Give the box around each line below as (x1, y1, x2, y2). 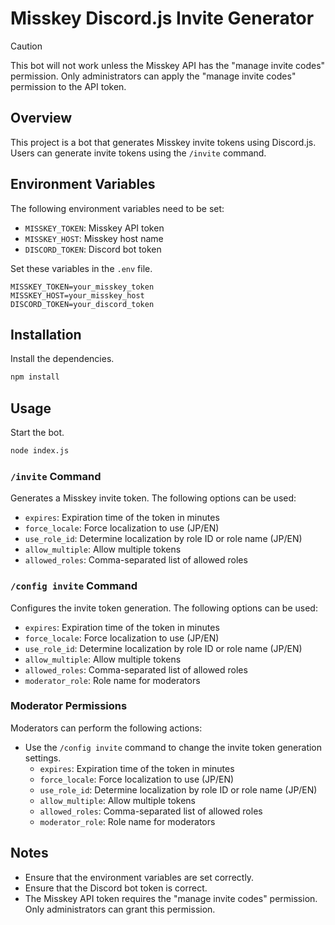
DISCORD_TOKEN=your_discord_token (10, 299, 155, 309)
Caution (10, 40, 43, 52)
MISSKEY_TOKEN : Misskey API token (24, 222, 165, 234)
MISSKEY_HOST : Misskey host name (24, 232, 164, 244)
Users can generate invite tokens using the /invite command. (10, 147, 267, 159)
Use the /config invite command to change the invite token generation (24, 741, 323, 753)
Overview (10, 110, 73, 127)
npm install (10, 372, 60, 382)
